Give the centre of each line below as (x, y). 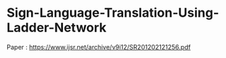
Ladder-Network (57, 28)
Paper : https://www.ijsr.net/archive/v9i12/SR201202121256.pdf (99, 47)
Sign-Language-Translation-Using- (113, 13)
